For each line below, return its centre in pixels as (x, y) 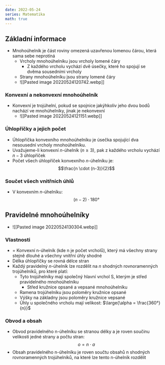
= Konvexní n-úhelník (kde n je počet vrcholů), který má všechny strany (85, 251)
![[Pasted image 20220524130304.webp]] (55, 227)
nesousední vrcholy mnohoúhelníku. (49, 145)
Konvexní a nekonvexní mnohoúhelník (52, 95)
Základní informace (36, 39)
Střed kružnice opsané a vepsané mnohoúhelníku (77, 287)
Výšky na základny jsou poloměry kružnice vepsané (72, 298)
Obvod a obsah (23, 321)
